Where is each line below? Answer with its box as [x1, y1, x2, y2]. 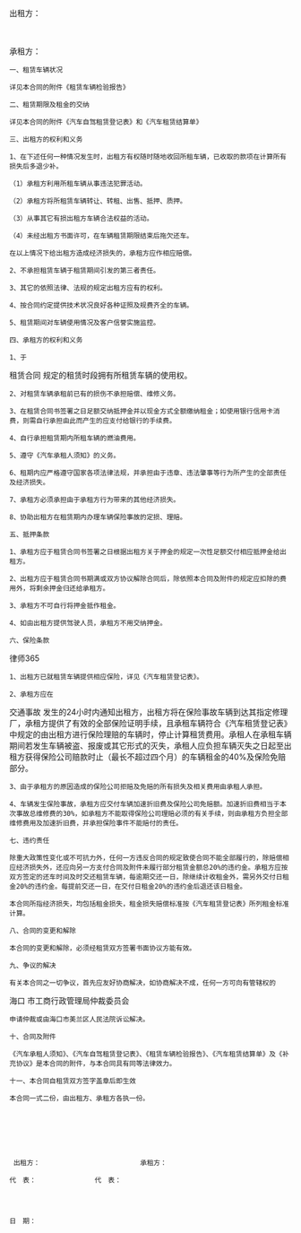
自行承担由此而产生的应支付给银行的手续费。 [35, 416, 176, 425]
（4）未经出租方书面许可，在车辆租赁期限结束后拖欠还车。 [9, 231, 194, 240]
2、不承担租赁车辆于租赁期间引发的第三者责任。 [9, 266, 160, 275]
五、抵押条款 [9, 530, 50, 539]
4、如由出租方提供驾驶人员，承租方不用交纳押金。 [9, 619, 168, 628]
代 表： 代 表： [9, 1176, 122, 1185]
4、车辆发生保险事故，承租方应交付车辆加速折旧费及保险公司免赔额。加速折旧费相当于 [9, 800, 280, 809]
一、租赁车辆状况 [9, 65, 64, 74]
